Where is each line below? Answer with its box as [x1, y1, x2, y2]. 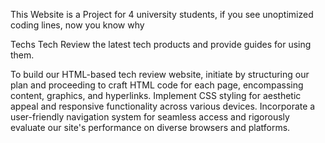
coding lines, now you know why [10, 19, 145, 31]
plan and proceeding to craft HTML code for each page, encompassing [10, 79, 304, 91]
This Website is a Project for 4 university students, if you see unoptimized [10, 9, 314, 20]
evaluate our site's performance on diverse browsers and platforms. [10, 122, 291, 133]
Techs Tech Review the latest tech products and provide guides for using [10, 39, 312, 50]
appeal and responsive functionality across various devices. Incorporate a [10, 100, 316, 112]
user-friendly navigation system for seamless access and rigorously [10, 111, 290, 123]
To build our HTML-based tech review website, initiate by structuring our [10, 69, 310, 80]
